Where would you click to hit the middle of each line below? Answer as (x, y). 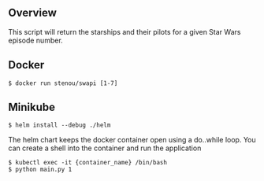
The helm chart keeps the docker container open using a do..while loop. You (132, 140)
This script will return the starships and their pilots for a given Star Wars (125, 31)
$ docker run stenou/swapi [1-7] (63, 83)
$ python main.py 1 (40, 170)
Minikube (32, 107)
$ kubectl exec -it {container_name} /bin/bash (88, 163)
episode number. (35, 40)
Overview (33, 13)
